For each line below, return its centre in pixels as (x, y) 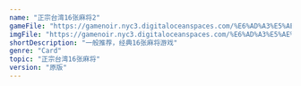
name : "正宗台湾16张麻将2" (55, 17)
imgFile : (26, 34)
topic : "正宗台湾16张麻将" (55, 59)
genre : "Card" (36, 51)
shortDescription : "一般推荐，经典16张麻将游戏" (94, 43)
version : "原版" (38, 68)
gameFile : (28, 26)
